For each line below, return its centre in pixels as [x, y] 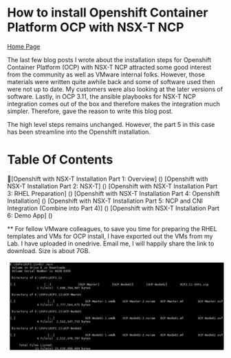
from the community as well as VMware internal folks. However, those [106, 74]
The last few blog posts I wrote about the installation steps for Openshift [109, 59]
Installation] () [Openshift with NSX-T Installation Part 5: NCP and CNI [105, 201]
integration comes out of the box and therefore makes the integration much [114, 103]
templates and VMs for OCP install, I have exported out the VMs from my [110, 236]
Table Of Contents [60, 160]
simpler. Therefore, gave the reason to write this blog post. [90, 111]
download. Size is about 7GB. [49, 250]
